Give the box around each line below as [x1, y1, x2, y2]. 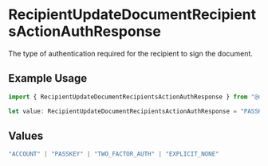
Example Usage [8, 71, 88, 85]
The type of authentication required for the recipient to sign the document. [8, 48, 254, 58]
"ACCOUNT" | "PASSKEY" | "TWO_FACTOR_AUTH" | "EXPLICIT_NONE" [8, 150, 219, 158]
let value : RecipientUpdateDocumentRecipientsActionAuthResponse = [8, 107, 238, 115]
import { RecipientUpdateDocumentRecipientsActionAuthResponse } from [8, 93, 248, 101]
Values [8, 129, 44, 142]
